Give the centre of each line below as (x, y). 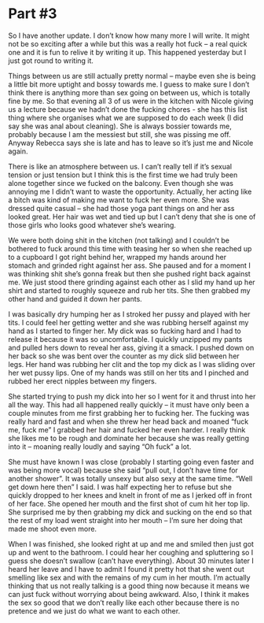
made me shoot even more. (52, 528)
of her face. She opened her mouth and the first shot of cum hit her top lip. (129, 503)
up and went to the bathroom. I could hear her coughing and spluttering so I (131, 552)
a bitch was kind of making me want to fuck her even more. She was (119, 200)
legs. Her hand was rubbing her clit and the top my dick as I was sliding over (132, 364)
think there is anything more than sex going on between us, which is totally (129, 92)
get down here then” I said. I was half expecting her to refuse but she (120, 487)
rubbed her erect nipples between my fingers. (82, 381)
